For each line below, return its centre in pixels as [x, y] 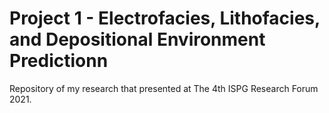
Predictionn [59, 61]
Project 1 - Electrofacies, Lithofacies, [165, 18]
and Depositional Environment [137, 39]
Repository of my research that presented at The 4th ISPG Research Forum [164, 88]
